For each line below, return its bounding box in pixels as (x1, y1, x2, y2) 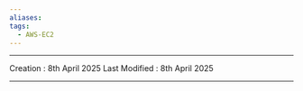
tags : (9, 22, 30, 31)
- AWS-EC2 (17, 30, 54, 39)
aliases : (9, 13, 42, 23)
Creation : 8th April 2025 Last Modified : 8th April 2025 (9, 63, 214, 74)
